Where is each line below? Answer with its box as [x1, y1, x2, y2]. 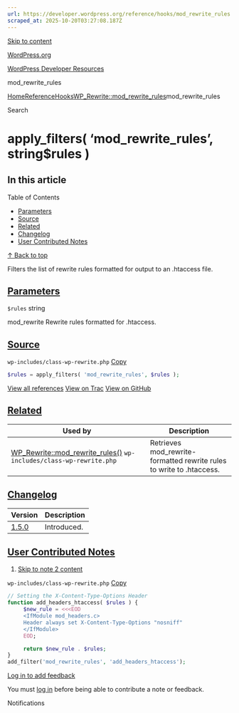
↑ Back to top [7, 251, 48, 259]
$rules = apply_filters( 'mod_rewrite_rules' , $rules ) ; [7, 371, 180, 378]
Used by [63, 425, 92, 435]
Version [11, 510, 38, 520]
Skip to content [7, 36, 52, 45]
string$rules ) [7, 145, 90, 162]
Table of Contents [7, 193, 60, 202]
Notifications [7, 699, 45, 707]
